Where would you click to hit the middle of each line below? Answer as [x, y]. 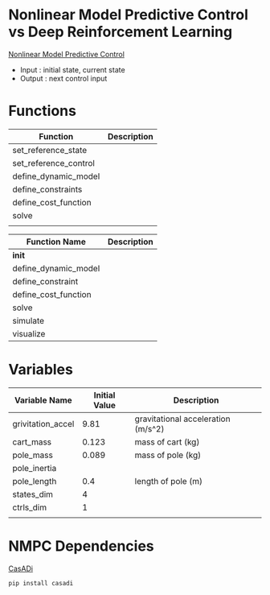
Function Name [56, 242]
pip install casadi [41, 583]
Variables [41, 370]
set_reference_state [50, 150]
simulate [29, 320]
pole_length [35, 481]
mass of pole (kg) [168, 455]
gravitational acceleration [182, 419]
